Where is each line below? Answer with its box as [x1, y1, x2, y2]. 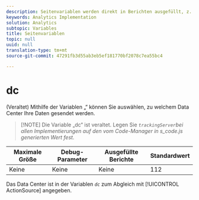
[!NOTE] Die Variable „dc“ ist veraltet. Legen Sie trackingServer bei [20, 121, 184, 128]
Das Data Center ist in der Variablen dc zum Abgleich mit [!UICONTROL [6, 180, 179, 188]
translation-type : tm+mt [6, 47, 68, 53]
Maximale [14, 148, 42, 156]
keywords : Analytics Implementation [6, 14, 97, 20]
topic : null [6, 36, 36, 42]
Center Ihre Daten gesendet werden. [6, 109, 95, 116]
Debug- [60, 148, 84, 156]
